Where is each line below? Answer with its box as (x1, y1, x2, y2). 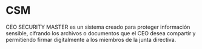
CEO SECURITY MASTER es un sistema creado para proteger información (5, 23, 190, 30)
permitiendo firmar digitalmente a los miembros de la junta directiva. (5, 36, 177, 43)
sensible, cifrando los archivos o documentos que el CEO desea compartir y (5, 29, 196, 36)
